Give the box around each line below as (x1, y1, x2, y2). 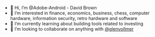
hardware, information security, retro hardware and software (10, 15, 138, 21)
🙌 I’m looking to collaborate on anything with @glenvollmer (10, 26, 134, 32)
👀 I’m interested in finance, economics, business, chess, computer (10, 10, 150, 16)
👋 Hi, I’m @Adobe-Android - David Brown (10, 5, 97, 10)
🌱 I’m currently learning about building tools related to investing (10, 20, 144, 26)
